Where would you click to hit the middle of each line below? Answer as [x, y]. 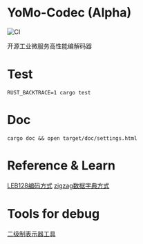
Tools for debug [54, 213]
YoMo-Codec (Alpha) [69, 13]
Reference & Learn [61, 165]
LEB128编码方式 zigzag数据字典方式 [58, 185]
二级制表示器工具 [31, 234]
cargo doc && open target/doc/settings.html [72, 138]
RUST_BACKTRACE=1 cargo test [49, 92]
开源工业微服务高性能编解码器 [49, 45]
